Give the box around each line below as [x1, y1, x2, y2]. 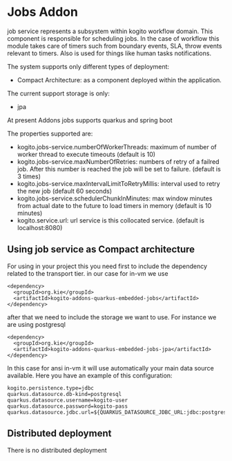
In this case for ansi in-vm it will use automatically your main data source [7, 364, 214, 372]
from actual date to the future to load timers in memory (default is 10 [17, 201, 212, 209]
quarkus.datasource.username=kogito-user [7, 397, 128, 404]
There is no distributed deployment [7, 446, 107, 454]
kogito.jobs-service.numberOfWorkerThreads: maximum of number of [17, 142, 217, 151]
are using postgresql [7, 320, 66, 328]
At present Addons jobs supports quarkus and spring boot [7, 115, 173, 124]
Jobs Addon [7, 4, 78, 20]
